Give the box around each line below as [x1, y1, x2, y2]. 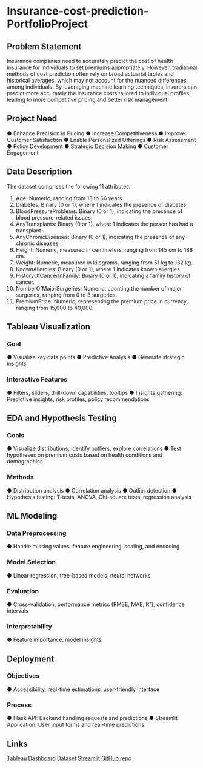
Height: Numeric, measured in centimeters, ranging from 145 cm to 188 [15, 246, 193, 253]
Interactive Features [7, 375, 68, 383]
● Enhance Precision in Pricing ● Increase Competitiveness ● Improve [7, 129, 185, 137]
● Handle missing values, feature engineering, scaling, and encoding [7, 543, 180, 550]
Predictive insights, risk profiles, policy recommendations [7, 396, 150, 403]
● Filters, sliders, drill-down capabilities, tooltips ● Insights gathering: [7, 389, 182, 396]
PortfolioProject [7, 17, 88, 31]
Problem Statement [7, 41, 82, 52]
